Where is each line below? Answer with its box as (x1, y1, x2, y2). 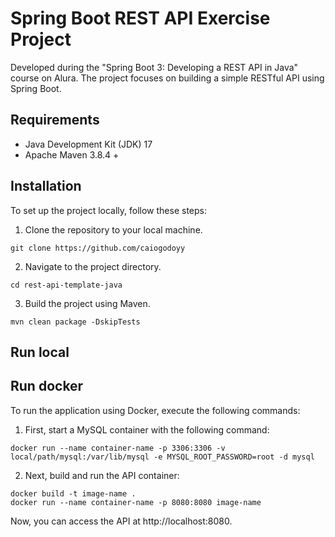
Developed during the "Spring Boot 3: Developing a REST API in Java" (10, 61, 299, 73)
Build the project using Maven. (24, 297, 151, 309)
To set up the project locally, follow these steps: (10, 204, 208, 216)
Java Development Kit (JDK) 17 (24, 138, 153, 150)
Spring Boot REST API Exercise (10, 7, 271, 30)
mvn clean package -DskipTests (10, 317, 141, 327)
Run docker (10, 378, 84, 395)
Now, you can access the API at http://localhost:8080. (10, 515, 233, 527)
